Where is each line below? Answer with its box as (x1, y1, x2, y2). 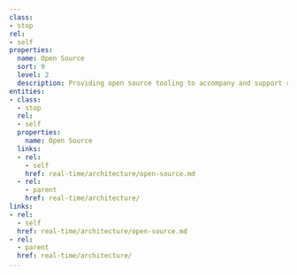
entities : (9, 87, 46, 95)
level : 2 (17, 71, 49, 80)
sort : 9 (17, 63, 46, 72)
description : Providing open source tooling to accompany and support (17, 79, 283, 88)
